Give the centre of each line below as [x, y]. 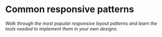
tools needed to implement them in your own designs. [62, 28]
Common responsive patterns [70, 9]
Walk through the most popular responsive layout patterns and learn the [81, 23]
